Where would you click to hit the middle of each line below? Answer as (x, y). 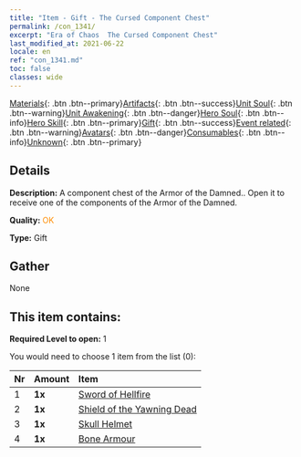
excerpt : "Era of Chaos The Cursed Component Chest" (114, 35)
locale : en (30, 52)
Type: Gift (28, 237)
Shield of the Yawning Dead (138, 410)
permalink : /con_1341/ (52, 26)
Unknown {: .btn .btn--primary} (84, 141)
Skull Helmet (105, 424)
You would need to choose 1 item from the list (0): (103, 357)
